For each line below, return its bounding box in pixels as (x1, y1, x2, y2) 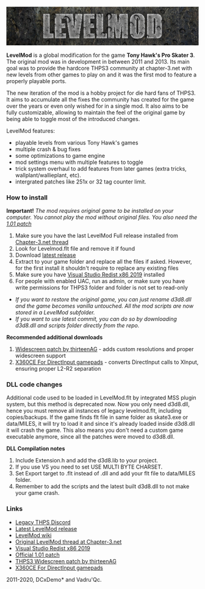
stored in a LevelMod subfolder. (15, 309, 96, 316)
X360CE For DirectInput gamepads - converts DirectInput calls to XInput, (15, 358, 199, 366)
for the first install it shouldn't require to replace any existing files (15, 264, 179, 272)
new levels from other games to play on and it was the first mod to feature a (6, 71, 197, 78)
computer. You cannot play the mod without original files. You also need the (6, 213, 198, 221)
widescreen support (15, 352, 66, 360)
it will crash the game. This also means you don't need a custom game (6, 426, 184, 434)
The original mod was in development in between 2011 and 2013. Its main (6, 57, 190, 65)
